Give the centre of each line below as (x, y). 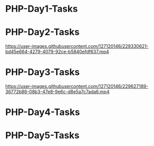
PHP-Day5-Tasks (42, 136)
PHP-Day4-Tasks (43, 112)
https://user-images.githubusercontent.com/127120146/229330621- (77, 46)
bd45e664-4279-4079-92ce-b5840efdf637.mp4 (57, 52)
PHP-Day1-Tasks (42, 9)
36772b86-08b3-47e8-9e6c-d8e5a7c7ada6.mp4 (58, 92)
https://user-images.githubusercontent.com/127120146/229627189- (77, 86)
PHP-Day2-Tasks (42, 32)
